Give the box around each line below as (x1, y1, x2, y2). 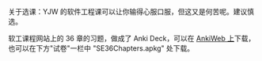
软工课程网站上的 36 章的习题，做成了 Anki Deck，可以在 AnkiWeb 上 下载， (8, 34, 256, 43)
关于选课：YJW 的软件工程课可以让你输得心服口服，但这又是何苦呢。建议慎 (8, 7, 255, 16)
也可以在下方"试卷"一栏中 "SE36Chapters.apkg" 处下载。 (8, 44, 195, 53)
